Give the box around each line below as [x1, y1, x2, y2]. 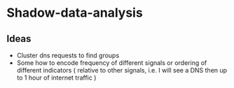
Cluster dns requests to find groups [16, 51, 120, 59]
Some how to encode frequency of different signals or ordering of [16, 59, 207, 67]
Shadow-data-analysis [6, 5, 143, 21]
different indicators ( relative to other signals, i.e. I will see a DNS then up [16, 66, 228, 74]
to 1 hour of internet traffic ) [16, 73, 97, 82]
